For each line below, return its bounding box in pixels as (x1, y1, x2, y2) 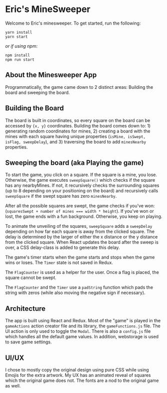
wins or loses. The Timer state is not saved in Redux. (5, 259, 113, 266)
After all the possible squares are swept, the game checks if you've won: (5, 203, 155, 209)
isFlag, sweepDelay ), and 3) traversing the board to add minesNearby (5, 139, 146, 145)
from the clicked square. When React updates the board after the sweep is (5, 239, 159, 245)
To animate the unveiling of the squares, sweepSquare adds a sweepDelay (5, 223, 152, 229)
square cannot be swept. (5, 275, 56, 281)
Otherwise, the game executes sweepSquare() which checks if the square (5, 177, 155, 183)
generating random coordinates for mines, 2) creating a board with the (5, 128, 150, 134)
